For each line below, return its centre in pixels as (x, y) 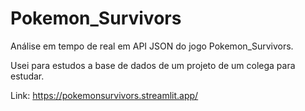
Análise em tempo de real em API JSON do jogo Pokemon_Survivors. (152, 46)
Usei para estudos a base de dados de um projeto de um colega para (153, 65)
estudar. (27, 76)
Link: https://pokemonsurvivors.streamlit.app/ (104, 95)
